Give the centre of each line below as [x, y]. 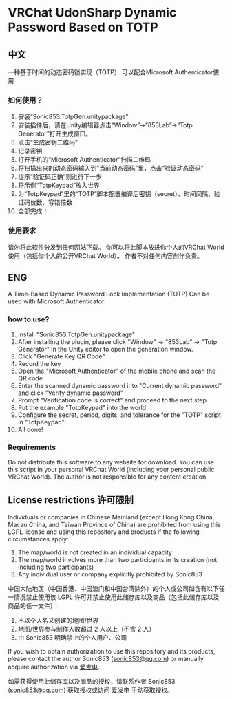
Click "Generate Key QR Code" [61, 356]
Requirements [32, 447]
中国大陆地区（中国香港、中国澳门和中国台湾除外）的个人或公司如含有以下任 [116, 588]
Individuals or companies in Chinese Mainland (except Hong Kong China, [111, 517]
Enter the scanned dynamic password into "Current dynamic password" [120, 385]
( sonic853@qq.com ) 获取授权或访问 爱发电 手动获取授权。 [91, 690]
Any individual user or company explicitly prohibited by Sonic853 [110, 574]
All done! [30, 429]
